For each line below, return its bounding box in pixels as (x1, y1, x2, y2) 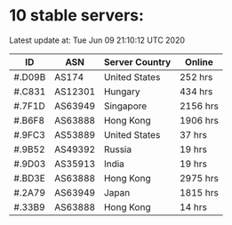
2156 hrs (179, 100, 220, 112)
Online (185, 55, 213, 68)
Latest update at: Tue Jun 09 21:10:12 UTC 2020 (9, 35, 185, 45)
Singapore (103, 100, 148, 112)
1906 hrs (179, 114, 220, 126)
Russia (103, 143, 132, 156)
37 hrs (179, 128, 207, 141)
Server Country (103, 55, 172, 68)
